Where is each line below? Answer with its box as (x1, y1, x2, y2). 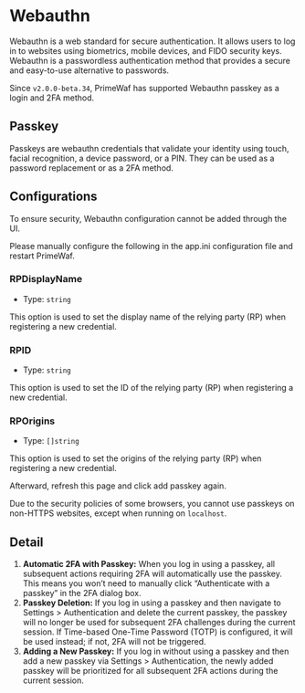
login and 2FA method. (9, 92, 95, 103)
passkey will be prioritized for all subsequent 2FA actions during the (22, 666, 279, 677)
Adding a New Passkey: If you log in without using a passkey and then (22, 646, 289, 657)
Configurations (9, 189, 98, 205)
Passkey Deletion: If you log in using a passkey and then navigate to (22, 597, 281, 608)
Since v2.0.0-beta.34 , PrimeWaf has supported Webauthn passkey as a (9, 82, 280, 93)
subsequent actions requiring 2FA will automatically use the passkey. (22, 568, 283, 580)
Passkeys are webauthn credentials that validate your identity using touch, (9, 142, 289, 153)
